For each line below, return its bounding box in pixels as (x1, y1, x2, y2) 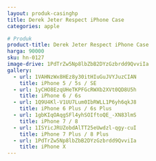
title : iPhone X (19, 143, 67, 151)
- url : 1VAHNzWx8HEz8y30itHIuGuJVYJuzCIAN (13, 73, 137, 80)
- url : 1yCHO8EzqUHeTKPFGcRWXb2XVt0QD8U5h (13, 86, 137, 93)
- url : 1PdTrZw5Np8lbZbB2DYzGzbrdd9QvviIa (13, 137, 137, 144)
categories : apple (7, 23, 60, 29)
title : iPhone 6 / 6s (19, 92, 81, 99)
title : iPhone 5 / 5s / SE (19, 79, 97, 86)
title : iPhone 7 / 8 (19, 118, 78, 125)
